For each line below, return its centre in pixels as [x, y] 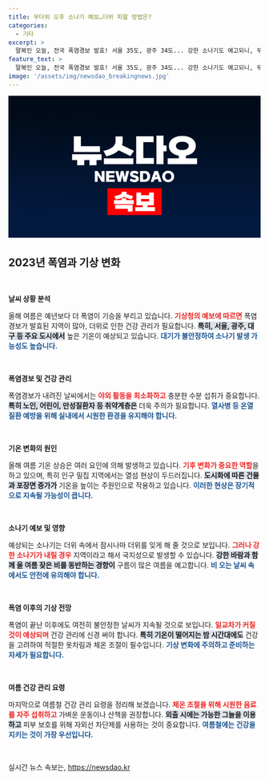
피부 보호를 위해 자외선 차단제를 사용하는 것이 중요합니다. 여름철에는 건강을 [139, 725]
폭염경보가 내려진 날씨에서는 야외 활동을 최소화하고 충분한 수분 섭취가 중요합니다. [134, 396]
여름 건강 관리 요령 [37, 688]
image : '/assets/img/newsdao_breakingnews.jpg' [89, 76]
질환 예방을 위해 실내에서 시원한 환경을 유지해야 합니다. [93, 416]
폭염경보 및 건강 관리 [40, 379]
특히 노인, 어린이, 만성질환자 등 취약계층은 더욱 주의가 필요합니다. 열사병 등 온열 [131, 406]
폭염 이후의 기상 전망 [40, 608]
